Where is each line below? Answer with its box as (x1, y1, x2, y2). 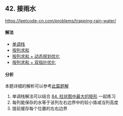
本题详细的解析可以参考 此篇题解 (5, 83, 69, 89)
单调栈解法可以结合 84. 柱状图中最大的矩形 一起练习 (12, 94, 116, 99)
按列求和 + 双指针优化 (12, 60, 56, 66)
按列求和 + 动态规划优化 (12, 53, 60, 59)
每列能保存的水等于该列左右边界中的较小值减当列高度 (12, 99, 119, 105)
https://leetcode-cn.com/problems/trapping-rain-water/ (5, 17, 116, 23)
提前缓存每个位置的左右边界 (12, 106, 68, 112)
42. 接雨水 (5, 4, 36, 13)
